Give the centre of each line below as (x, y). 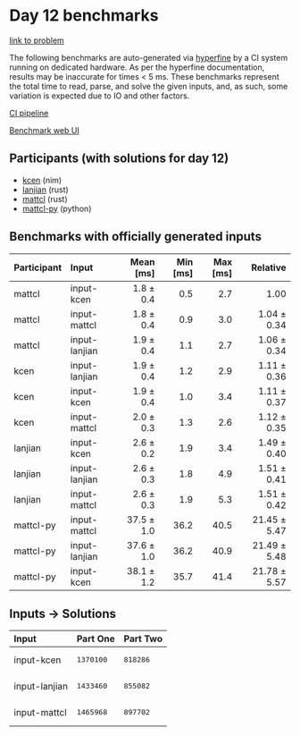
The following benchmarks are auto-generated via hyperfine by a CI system (149, 57)
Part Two (143, 639)
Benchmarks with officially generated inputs (135, 237)
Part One (96, 639)
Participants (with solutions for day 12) (119, 159)
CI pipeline (29, 113)
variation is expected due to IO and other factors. (100, 96)
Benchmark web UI (45, 130)
